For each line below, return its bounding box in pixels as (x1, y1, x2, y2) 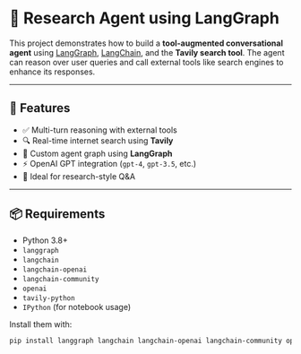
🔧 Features (9, 100, 71, 116)
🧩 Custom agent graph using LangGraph (21, 148, 173, 159)
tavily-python (21, 293, 75, 303)
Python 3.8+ (21, 235, 69, 246)
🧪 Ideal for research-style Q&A (21, 170, 136, 182)
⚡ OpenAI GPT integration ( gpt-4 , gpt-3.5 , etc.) (21, 158, 197, 168)
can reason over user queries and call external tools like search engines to (9, 56, 284, 67)
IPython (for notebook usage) (21, 301, 132, 312)
